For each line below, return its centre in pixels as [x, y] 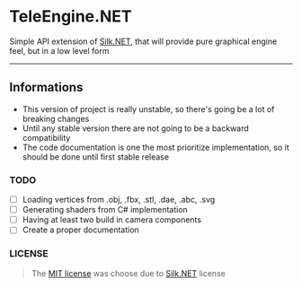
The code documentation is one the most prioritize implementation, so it [155, 147]
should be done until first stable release [95, 157]
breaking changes [56, 118]
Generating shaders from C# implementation [105, 210]
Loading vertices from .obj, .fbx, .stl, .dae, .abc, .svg [119, 200]
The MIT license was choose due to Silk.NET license [129, 273]
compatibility [46, 137]
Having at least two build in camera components [112, 220]
